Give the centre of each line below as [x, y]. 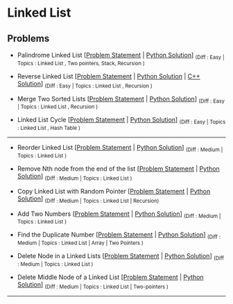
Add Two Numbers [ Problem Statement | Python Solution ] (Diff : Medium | [119, 214]
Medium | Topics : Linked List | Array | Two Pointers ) [80, 243]
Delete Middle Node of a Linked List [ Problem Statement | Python [110, 277]
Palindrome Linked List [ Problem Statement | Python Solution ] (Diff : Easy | [121, 56]
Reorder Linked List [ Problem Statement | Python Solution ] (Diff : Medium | [120, 149]
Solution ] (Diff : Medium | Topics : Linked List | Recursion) [88, 199]
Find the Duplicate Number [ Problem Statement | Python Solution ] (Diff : [119, 236]
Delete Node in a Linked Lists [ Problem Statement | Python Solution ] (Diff [120, 257]
